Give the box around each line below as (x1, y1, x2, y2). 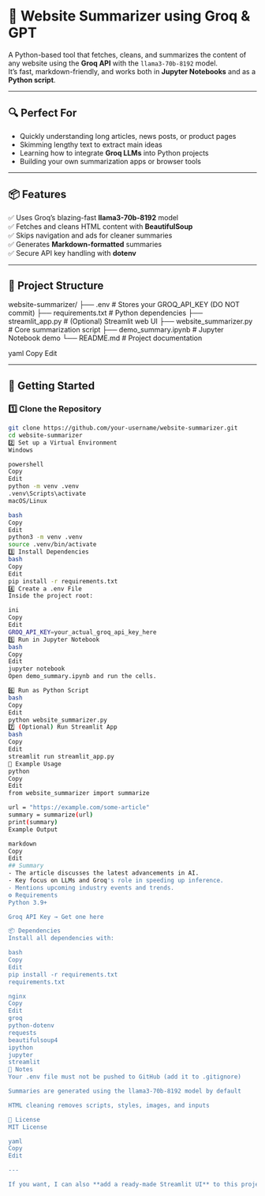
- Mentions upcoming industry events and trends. (8, 883, 175, 891)
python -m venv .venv (8, 482, 80, 490)
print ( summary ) (8, 818, 58, 826)
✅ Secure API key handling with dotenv (8, 248, 136, 257)
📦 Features (8, 188, 67, 201)
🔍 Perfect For (8, 107, 77, 120)
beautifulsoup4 (8, 1036, 58, 1044)
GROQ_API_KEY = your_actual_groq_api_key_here (8, 628, 157, 636)
